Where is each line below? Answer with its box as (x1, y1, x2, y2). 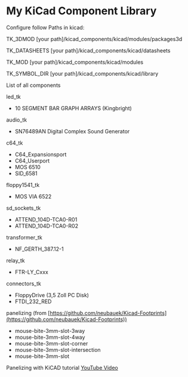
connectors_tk (6, 280, 42, 287)
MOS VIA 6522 (14, 192, 52, 200)
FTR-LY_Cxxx (14, 268, 49, 275)
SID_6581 (14, 170, 38, 177)
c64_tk (6, 139, 23, 147)
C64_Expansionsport (14, 151, 67, 158)
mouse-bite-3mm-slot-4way (14, 334, 85, 341)
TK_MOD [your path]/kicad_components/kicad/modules (6, 58, 144, 66)
